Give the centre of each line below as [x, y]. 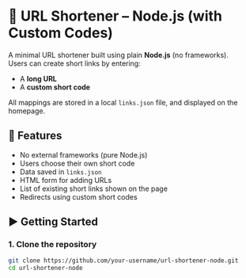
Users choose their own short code [77, 163]
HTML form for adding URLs [66, 180]
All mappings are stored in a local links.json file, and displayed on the [123, 102]
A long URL [38, 78]
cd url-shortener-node [45, 268]
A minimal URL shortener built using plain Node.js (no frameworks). [119, 55]
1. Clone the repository [53, 245]
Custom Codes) [61, 33]
